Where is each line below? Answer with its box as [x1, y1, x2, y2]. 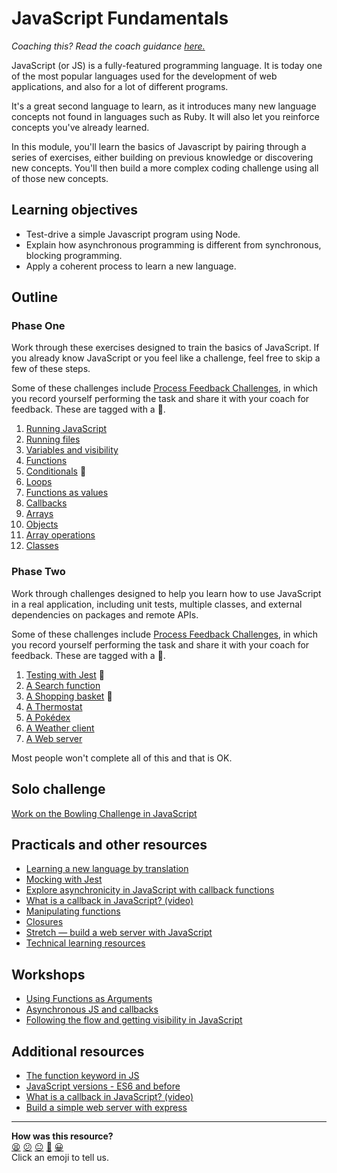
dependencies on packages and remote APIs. [11, 608, 199, 621]
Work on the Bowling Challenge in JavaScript [11, 807, 198, 819]
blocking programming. [25, 249, 123, 261]
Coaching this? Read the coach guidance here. [11, 40, 206, 52]
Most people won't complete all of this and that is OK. [11, 752, 233, 764]
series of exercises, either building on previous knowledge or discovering [11, 151, 314, 163]
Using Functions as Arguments [25, 993, 153, 1005]
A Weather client [25, 722, 95, 734]
